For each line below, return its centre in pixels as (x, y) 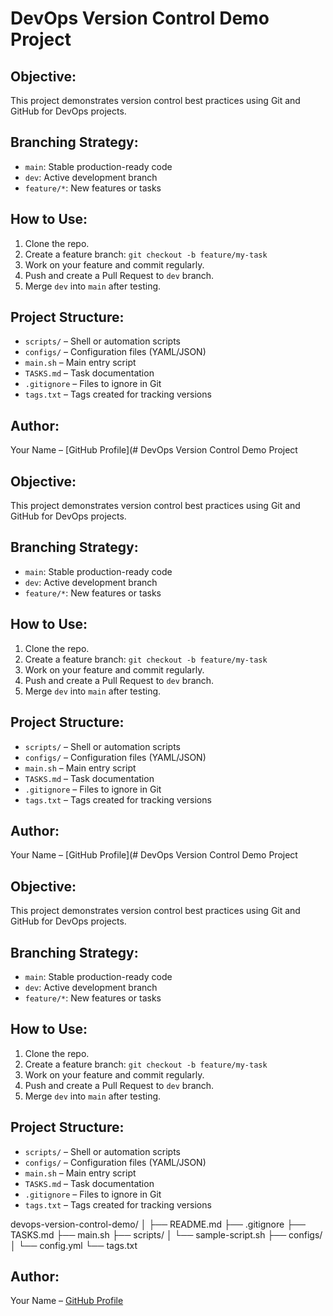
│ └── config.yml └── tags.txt (74, 1245)
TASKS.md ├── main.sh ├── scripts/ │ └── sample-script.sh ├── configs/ (166, 1234)
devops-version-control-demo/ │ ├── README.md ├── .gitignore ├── (158, 1224)
